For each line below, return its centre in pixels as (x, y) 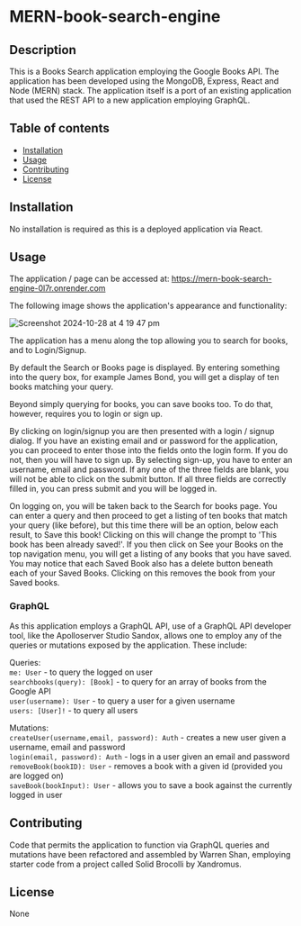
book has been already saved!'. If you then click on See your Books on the (146, 545)
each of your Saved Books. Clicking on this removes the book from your (142, 573)
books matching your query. (62, 387)
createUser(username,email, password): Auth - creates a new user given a (148, 737)
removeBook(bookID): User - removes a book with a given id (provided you (146, 766)
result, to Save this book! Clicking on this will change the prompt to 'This (143, 535)
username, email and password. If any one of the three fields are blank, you (149, 469)
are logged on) (37, 776)
